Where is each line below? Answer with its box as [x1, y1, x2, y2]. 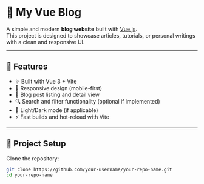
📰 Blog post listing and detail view [15, 91, 100, 98]
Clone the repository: [6, 154, 59, 162]
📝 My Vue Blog [6, 5, 82, 19]
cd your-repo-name [6, 172, 53, 178]
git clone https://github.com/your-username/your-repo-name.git [6, 166, 172, 172]
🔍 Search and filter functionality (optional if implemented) [15, 97, 160, 105]
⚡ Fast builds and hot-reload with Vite [15, 113, 109, 120]
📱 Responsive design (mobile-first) [15, 84, 102, 91]
